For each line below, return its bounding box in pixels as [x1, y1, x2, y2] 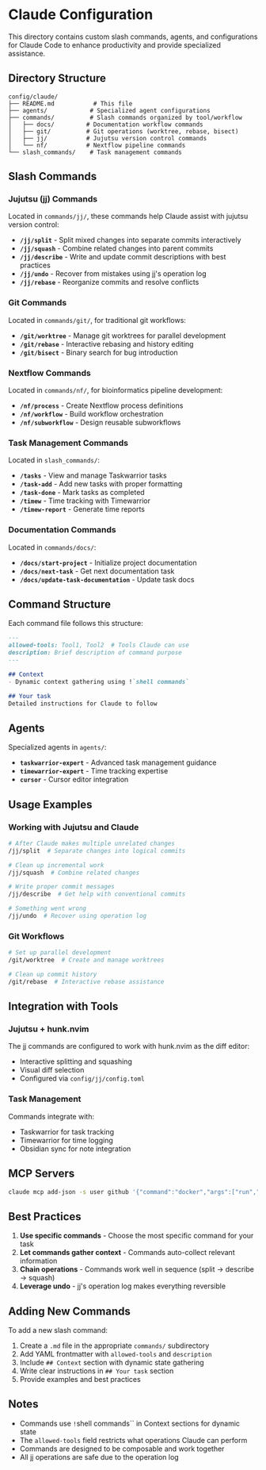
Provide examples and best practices [19, 1375, 141, 1384]
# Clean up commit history [8, 970, 97, 978]
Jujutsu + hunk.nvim [8, 1023, 89, 1034]
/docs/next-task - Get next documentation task [19, 566, 175, 576]
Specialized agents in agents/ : [8, 743, 107, 752]
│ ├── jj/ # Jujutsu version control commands [8, 134, 207, 142]
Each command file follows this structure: [8, 619, 144, 628]
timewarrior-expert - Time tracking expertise [19, 766, 169, 776]
